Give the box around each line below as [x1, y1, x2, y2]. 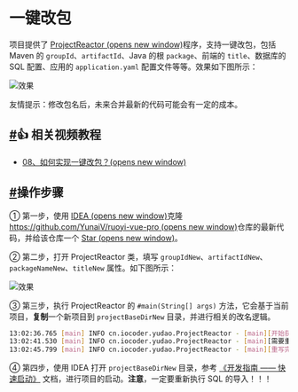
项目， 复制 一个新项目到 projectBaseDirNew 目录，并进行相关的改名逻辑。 [9, 311, 276, 322]
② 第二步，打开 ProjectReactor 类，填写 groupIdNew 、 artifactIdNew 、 [9, 251, 268, 262]
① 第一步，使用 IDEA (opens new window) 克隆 [9, 210, 184, 221]
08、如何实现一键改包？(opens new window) [21, 156, 187, 167]
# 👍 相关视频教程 [9, 128, 102, 143]
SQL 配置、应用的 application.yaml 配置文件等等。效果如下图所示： [9, 61, 258, 72]
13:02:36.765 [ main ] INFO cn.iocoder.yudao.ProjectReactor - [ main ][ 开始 [9, 329, 286, 338]
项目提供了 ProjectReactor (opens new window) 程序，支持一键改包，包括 [9, 39, 277, 50]
